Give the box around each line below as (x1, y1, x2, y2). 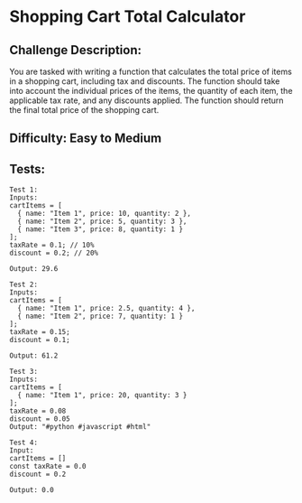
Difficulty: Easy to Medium (9, 131, 162, 146)
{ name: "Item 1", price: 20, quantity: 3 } (17, 391, 188, 400)
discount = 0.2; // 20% (9, 248, 99, 258)
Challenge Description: (9, 42, 142, 58)
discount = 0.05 (9, 415, 70, 424)
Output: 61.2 (9, 351, 59, 360)
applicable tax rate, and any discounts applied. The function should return (9, 95, 284, 106)
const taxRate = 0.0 (9, 462, 87, 471)
